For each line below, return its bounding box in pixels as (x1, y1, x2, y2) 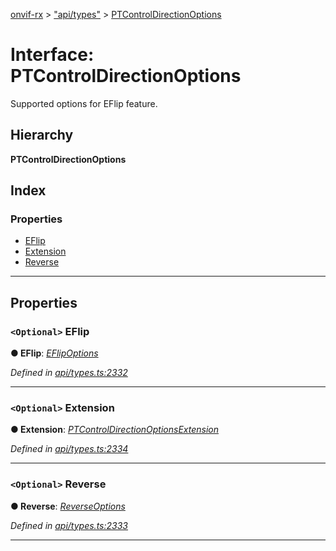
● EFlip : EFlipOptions (10, 347, 99, 359)
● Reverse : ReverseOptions (10, 500, 126, 512)
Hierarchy (10, 127, 74, 144)
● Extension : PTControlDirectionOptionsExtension (10, 424, 220, 436)
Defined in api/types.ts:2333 (10, 519, 128, 531)
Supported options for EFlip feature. (10, 97, 158, 109)
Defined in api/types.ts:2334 (10, 443, 129, 455)
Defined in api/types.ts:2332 (10, 367, 128, 379)
